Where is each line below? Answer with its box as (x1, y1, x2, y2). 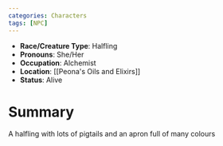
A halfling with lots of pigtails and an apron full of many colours (8, 129, 216, 139)
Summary (8, 103, 74, 120)
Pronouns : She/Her (19, 49, 84, 59)
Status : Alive (19, 75, 63, 85)
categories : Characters (8, 11, 88, 20)
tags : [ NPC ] (8, 19, 48, 27)
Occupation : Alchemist (19, 57, 97, 68)
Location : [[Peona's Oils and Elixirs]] (19, 66, 141, 76)
